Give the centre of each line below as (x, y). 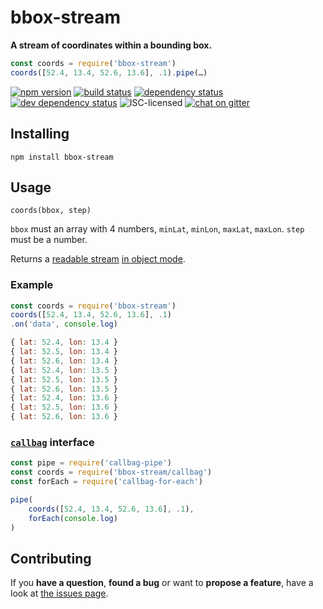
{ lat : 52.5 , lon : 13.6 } (64, 407)
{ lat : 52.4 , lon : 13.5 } (64, 370)
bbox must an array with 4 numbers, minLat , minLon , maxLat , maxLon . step (157, 229)
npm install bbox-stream (62, 157)
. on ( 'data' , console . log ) (64, 324)
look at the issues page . (59, 593)
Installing (40, 134)
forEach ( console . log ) (73, 518)
